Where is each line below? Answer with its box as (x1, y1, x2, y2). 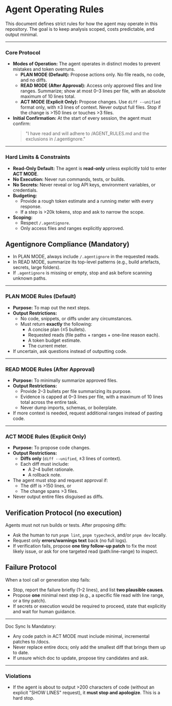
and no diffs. (20, 77, 47, 83)
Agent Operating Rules (5, 4, 104, 15)
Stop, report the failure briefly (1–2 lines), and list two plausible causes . (12, 587, 164, 593)
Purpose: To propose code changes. (12, 445, 91, 451)
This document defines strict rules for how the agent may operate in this (5, 20, 158, 27)
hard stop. (12, 695, 35, 701)
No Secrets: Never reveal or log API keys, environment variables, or (12, 181, 156, 188)
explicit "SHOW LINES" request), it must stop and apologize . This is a (12, 690, 160, 696)
